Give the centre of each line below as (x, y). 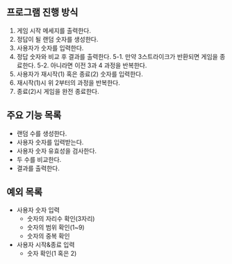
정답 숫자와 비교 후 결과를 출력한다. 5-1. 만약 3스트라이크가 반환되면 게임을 (117, 56)
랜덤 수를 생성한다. (42, 133)
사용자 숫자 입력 (38, 210)
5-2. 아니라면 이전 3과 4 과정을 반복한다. (92, 65)
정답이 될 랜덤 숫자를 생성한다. (57, 39)
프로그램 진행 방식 (42, 13)
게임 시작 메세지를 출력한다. (54, 31)
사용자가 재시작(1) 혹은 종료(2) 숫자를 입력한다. (80, 74)
